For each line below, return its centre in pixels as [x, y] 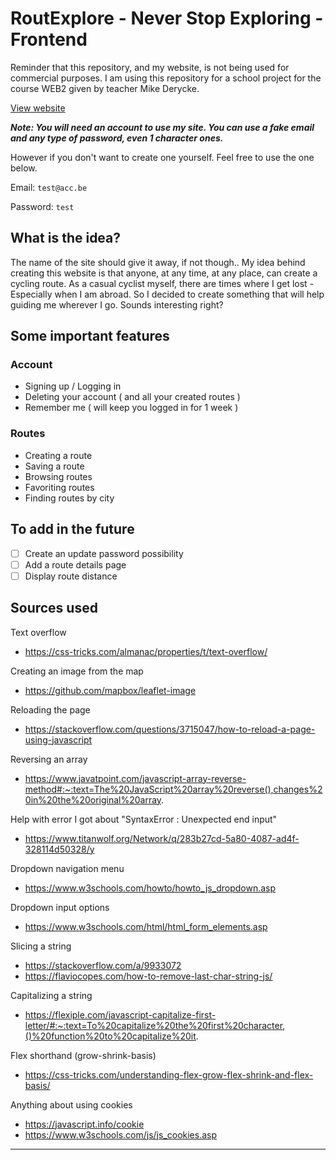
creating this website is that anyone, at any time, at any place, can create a [164, 273]
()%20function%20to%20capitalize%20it [110, 1036]
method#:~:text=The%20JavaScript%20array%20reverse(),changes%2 [173, 789]
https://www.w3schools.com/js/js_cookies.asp [121, 1134]
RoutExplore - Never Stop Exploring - [167, 18]
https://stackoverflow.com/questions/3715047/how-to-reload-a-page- [170, 729]
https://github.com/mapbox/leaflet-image [110, 690]
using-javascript [58, 739]
